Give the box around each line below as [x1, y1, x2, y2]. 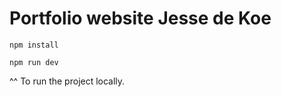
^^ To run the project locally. [9, 75, 126, 87]
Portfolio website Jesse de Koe [9, 7, 272, 30]
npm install [9, 40, 59, 50]
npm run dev [9, 57, 59, 67]
